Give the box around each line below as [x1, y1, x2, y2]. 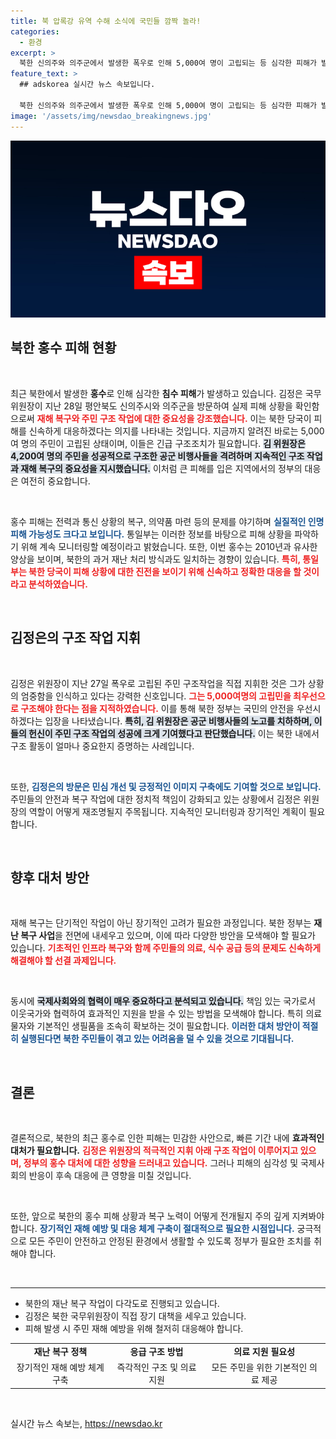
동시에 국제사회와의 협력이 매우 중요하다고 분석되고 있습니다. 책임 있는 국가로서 [10, 995, 316, 1007]
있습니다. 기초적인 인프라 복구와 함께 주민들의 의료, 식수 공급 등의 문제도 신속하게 [10, 942, 322, 954]
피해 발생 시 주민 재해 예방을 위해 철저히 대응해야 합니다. [24, 1323, 244, 1335]
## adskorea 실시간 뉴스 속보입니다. [19, 80, 156, 90]
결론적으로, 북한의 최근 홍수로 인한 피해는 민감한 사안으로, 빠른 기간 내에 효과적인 [10, 1132, 325, 1144]
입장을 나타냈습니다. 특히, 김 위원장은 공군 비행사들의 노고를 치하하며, [44, 715, 313, 727]
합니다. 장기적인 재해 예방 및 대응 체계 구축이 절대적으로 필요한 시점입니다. [10, 1223, 295, 1235]
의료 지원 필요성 [233, 1346, 296, 1357]
